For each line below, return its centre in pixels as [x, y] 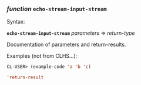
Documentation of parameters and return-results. [66, 45]
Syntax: [16, 22]
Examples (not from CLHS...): [42, 56]
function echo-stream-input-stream [57, 9]
